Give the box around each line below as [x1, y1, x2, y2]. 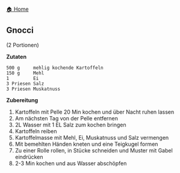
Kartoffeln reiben [14, 127, 57, 135]
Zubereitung [6, 96, 39, 103]
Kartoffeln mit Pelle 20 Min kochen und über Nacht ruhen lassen [14, 108, 175, 116]
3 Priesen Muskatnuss [6, 86, 61, 92]
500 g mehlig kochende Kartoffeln [6, 65, 104, 71]
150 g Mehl [6, 70, 45, 76]
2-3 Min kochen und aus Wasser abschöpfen [14, 160, 127, 167]
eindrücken [14, 153, 43, 160]
